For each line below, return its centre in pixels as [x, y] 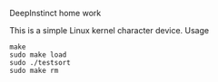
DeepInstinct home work [55, 13]
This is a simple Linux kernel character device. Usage [109, 30]
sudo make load [38, 55]
